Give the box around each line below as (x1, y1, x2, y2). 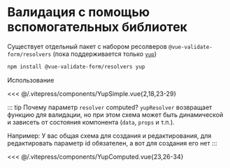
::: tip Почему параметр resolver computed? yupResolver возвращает (7, 103, 213, 111)
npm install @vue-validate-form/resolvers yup (7, 63, 145, 70)
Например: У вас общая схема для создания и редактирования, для (7, 131, 212, 140)
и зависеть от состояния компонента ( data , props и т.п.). (7, 118, 175, 126)
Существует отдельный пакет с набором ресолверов (7, 42, 168, 50)
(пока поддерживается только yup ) (52, 50, 157, 58)
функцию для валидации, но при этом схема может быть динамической (7, 110, 224, 119)
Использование (7, 76, 55, 84)
